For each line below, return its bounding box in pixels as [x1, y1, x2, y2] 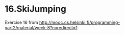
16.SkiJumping [4, 3, 67, 15]
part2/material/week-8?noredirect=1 [4, 24, 78, 30]
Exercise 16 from [4, 19, 39, 25]
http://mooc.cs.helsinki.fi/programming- [39, 19, 121, 25]
